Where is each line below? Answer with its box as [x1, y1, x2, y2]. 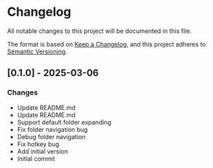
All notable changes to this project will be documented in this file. [7, 27, 192, 35]
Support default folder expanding [16, 118, 112, 126]
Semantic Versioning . [7, 47, 67, 56]
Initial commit [16, 154, 56, 163]
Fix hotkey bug [16, 140, 60, 148]
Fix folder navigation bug [16, 125, 88, 134]
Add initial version [16, 147, 69, 155]
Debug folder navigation [16, 132, 86, 141]
